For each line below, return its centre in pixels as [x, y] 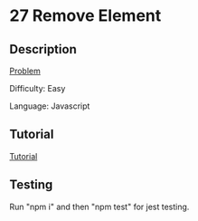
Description [43, 49]
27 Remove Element [85, 16]
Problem [25, 71]
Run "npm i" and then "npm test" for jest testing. [99, 207]
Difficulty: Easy [38, 88]
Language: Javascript [50, 106]
